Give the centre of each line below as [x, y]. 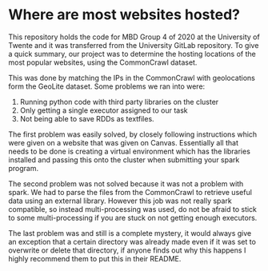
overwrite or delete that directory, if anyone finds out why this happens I [127, 250]
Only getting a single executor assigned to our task [104, 110]
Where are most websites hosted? [124, 15]
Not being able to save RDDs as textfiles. [87, 118]
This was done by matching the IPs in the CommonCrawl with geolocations [132, 78]
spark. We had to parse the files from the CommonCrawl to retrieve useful [130, 192]
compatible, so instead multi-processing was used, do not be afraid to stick [133, 209]
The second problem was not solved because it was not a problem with [126, 183]
